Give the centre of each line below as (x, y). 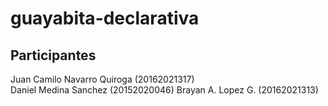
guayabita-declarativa (105, 18)
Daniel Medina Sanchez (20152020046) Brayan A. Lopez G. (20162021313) (164, 90)
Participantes (53, 55)
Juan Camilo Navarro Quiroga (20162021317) (102, 79)
